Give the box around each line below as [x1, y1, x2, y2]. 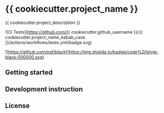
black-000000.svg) [5, 54, 44, 60]
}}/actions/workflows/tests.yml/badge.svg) [5, 39, 92, 45]
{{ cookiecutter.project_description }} [5, 20, 81, 25]
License [5, 102, 30, 110]
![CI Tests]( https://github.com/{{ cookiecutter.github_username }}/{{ [5, 29, 143, 35]
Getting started [5, 68, 53, 77]
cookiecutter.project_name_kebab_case [5, 34, 85, 40]
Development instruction [5, 85, 83, 93]
